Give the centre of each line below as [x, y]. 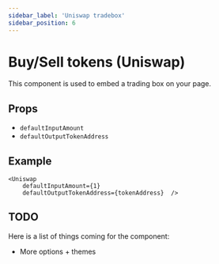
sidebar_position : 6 [42, 23]
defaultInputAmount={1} [62, 187]
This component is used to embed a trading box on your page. [110, 84]
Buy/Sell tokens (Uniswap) [97, 62]
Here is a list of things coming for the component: [89, 236]
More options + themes [58, 251]
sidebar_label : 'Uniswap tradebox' [67, 15]
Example [30, 161]
